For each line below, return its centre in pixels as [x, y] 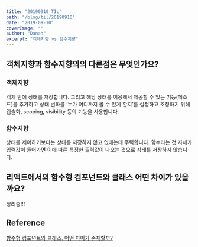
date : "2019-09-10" [30, 22]
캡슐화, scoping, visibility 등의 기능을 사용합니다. [63, 111]
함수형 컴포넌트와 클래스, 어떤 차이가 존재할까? [60, 238]
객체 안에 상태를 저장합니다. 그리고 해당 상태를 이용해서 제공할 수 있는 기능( [92, 97]
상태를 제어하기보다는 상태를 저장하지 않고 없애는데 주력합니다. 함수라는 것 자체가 [99, 142]
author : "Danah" [26, 34]
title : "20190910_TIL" [34, 12]
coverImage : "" [25, 28]
